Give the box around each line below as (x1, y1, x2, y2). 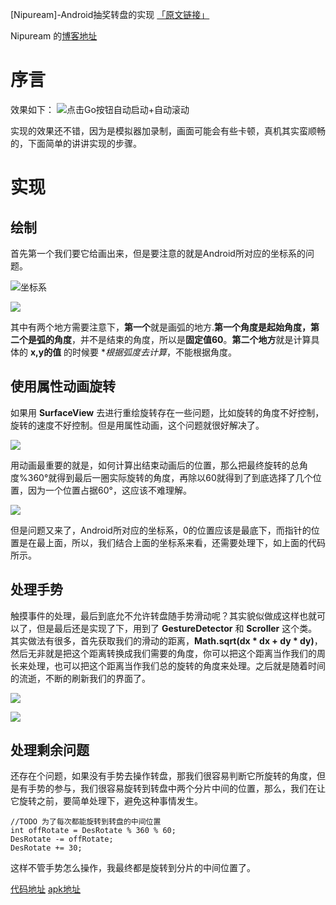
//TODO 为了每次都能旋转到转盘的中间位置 (10, 817, 162, 827)
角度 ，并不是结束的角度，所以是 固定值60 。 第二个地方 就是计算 (53, 333, 312, 345)
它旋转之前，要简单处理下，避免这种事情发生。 (10, 795, 203, 807)
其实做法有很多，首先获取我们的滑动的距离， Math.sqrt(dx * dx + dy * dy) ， (10, 634, 323, 647)
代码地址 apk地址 (10, 883, 82, 895)
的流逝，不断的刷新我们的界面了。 (10, 672, 151, 684)
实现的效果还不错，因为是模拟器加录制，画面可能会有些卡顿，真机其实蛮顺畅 (10, 124, 326, 137)
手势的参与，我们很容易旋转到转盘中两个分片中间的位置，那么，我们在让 (27, 783, 326, 795)
